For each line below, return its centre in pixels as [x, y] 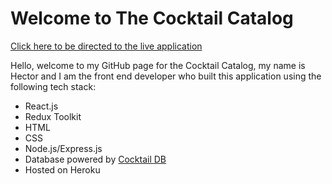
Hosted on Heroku [62, 169]
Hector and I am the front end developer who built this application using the [166, 76]
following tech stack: [53, 86]
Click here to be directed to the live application [106, 46]
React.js [41, 106]
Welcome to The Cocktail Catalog [152, 18]
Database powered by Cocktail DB [95, 159]
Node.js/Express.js [63, 148]
